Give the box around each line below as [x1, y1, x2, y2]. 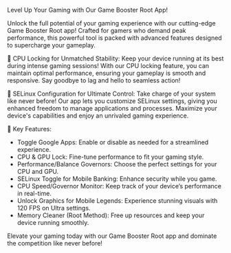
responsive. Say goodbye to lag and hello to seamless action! [7, 76, 181, 85]
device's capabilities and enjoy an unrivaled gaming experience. [7, 111, 189, 120]
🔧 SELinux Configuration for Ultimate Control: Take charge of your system [7, 89, 216, 98]
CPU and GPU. [16, 168, 59, 175]
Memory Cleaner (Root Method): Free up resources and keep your [16, 211, 205, 219]
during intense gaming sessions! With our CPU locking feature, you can [7, 62, 210, 69]
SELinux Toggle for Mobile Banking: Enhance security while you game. [16, 175, 217, 183]
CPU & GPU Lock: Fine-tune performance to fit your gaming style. [16, 153, 204, 161]
